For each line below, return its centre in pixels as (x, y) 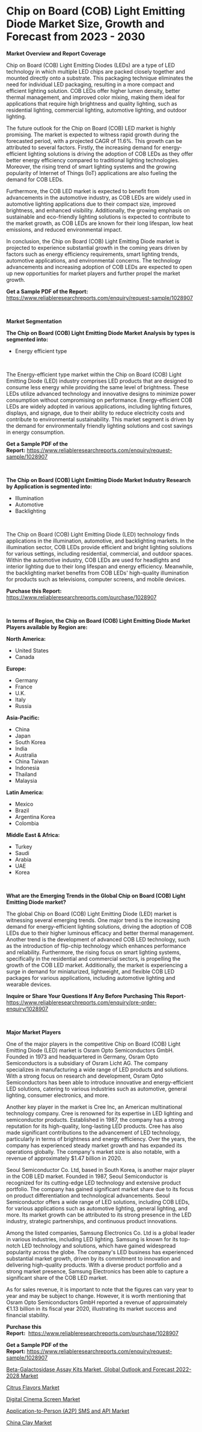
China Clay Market (29, 1422)
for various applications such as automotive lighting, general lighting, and (97, 1208)
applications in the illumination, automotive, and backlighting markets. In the (100, 541)
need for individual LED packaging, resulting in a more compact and (90, 84)
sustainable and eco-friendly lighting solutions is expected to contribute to (98, 217)
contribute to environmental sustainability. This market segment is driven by (100, 419)
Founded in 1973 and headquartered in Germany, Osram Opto (82, 1057)
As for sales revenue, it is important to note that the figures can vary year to (100, 1289)
